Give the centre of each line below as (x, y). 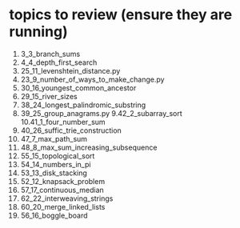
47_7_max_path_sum (54, 138)
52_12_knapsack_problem (63, 181)
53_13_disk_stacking (54, 173)
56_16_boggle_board (54, 215)
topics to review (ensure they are (121, 15)
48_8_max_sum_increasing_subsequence (89, 147)
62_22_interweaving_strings (67, 198)
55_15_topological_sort (58, 156)
